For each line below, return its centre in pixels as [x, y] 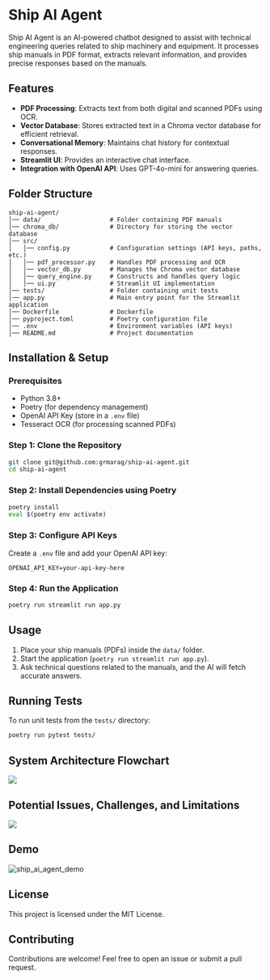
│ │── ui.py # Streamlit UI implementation [112, 283]
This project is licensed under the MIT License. [86, 914]
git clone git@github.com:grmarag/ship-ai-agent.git [99, 462]
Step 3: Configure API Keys [63, 535]
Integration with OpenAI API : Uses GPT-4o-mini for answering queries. [139, 168]
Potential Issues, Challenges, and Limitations [124, 805]
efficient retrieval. [49, 134]
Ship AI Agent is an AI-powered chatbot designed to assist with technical [130, 37]
